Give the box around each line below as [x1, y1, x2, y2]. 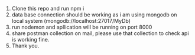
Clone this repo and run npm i [11, 5, 84, 12]
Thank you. [11, 42, 40, 49]
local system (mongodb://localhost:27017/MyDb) [11, 18, 131, 24]
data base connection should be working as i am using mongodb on [11, 11, 177, 18]
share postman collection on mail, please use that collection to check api [11, 30, 189, 37]
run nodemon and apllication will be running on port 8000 [11, 23, 152, 30]
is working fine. [11, 36, 50, 43]
